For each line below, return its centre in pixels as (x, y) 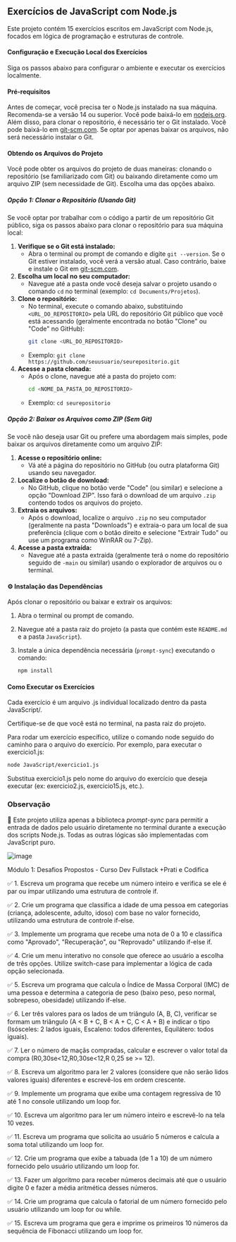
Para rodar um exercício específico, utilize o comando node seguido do (111, 737)
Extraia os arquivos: (47, 510)
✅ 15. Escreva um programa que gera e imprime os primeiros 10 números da (118, 1223)
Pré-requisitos (29, 92)
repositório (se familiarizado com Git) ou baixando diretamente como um (113, 176)
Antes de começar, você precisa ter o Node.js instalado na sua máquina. (112, 107)
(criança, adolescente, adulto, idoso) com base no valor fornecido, (104, 913)
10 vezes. (21, 1123)
